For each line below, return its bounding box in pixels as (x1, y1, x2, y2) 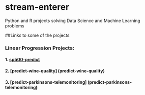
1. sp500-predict (5, 57, 40, 63)
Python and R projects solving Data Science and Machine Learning (5, 18, 141, 24)
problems (5, 23, 25, 28)
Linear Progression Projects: (5, 45, 75, 51)
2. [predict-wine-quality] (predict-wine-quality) (5, 68, 105, 74)
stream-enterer (5, 1, 70, 13)
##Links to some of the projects (5, 32, 70, 38)
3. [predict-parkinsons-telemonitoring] (5, 79, 87, 85)
